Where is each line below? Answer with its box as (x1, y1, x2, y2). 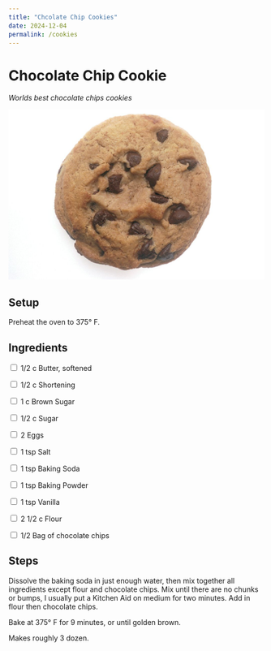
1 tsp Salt (19, 447, 51, 457)
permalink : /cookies (8, 30, 79, 38)
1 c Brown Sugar (19, 397, 75, 407)
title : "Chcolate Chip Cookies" (8, 13, 118, 21)
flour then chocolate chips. (8, 601, 99, 611)
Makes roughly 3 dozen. (8, 633, 89, 643)
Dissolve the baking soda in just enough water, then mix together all (8, 576, 235, 585)
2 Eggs (19, 430, 45, 440)
